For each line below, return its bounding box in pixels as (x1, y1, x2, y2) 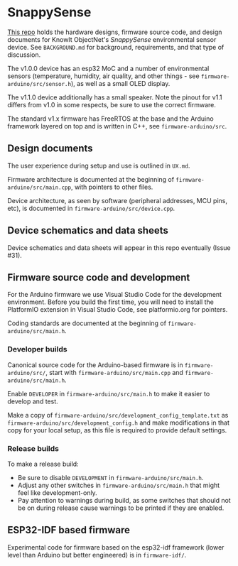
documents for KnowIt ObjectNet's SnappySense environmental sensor (7, 35, 217, 43)
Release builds (7, 443, 59, 453)
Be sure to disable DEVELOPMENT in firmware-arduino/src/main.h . (17, 473, 204, 481)
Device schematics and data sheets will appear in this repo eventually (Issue (7, 243, 231, 252)
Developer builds (7, 344, 67, 354)
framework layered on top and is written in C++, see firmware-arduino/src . (7, 121, 227, 130)
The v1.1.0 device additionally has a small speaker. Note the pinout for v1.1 (7, 93, 222, 102)
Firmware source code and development (7, 271, 190, 283)
